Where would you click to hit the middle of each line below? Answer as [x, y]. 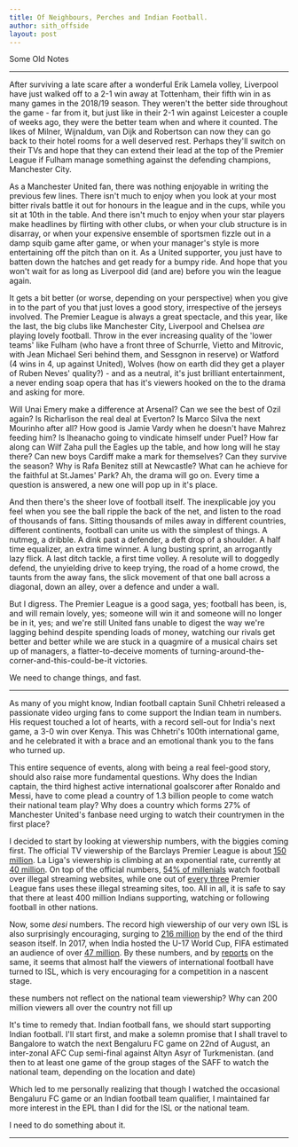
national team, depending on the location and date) [102, 1072]
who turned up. [37, 750]
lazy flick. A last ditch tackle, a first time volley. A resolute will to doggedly [144, 559]
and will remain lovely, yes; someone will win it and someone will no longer [145, 614]
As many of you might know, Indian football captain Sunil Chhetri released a [147, 703]
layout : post [33, 34]
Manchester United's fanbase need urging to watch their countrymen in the [147, 815]
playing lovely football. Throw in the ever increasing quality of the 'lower [141, 336]
